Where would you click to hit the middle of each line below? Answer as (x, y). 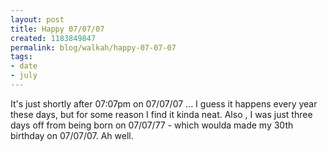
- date (24, 66)
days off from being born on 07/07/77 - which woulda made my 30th (152, 125)
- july (24, 76)
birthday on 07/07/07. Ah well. (72, 135)
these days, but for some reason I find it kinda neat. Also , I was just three (161, 114)
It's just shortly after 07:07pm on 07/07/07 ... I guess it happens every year (164, 103)
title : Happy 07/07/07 (57, 29)
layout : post (37, 19)
